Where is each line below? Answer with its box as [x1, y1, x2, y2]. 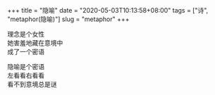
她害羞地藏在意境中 [7, 39, 63, 47]
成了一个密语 [7, 48, 44, 56]
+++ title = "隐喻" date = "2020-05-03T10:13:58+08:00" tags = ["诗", [7, 6, 209, 14]
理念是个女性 [7, 30, 44, 38]
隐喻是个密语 [7, 63, 44, 70]
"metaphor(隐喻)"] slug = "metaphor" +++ [7, 15, 130, 23]
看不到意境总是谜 [7, 80, 57, 88]
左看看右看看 [7, 71, 44, 80]
